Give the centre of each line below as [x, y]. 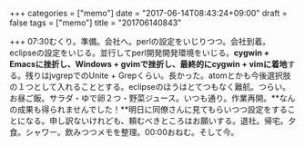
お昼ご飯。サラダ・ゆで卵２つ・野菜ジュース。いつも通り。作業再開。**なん [152, 98]
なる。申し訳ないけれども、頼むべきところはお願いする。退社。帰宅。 [157, 121]
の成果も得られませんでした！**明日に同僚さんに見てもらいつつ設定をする [149, 109]
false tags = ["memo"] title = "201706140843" [96, 23]
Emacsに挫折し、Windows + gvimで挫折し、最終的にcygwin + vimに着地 [148, 64]
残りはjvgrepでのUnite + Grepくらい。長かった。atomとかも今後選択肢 [158, 75]
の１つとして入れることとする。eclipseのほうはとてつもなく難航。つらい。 [150, 87]
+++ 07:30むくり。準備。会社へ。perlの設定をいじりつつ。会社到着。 [140, 41]
